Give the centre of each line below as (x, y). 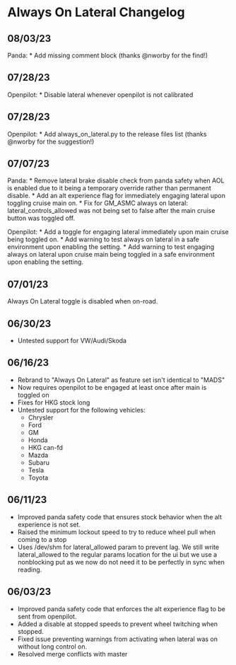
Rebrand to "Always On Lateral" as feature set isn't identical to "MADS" (121, 380)
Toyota (38, 478)
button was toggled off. (41, 218)
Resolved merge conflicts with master (72, 654)
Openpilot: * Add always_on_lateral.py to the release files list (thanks (107, 134)
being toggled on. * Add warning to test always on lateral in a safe (103, 239)
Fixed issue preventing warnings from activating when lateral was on (117, 639)
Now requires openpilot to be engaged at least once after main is (112, 387)
